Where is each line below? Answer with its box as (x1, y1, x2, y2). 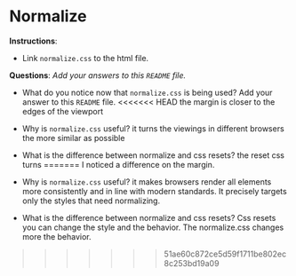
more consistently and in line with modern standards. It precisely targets (21, 185, 287, 196)
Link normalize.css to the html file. (21, 52, 149, 63)
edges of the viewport (21, 106, 104, 116)
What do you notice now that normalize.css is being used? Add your (21, 87, 273, 98)
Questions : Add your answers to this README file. (9, 69, 187, 81)
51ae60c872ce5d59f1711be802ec (164, 248, 287, 259)
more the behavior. (21, 231, 92, 241)
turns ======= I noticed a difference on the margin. (21, 159, 215, 170)
